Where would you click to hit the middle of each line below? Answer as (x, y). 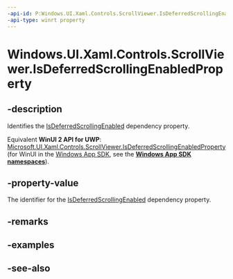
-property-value (43, 183)
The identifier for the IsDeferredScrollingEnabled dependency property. (109, 200)
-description (35, 109)
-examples (31, 245)
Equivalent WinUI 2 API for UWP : (54, 139)
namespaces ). (28, 161)
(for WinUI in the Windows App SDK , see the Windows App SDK (100, 154)
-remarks (28, 221)
